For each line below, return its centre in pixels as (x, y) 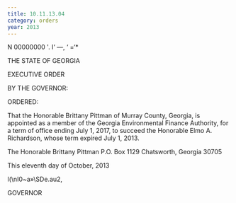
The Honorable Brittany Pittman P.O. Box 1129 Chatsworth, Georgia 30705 (115, 152)
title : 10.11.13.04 (36, 14)
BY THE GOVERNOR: (38, 88)
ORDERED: (23, 102)
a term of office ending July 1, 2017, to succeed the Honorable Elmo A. (110, 131)
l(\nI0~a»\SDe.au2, (35, 179)
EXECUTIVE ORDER (36, 74)
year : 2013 (23, 27)
